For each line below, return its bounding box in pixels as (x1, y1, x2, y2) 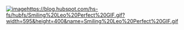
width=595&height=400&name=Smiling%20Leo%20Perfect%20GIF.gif (6, 18, 179, 24)
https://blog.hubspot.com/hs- (26, 6, 98, 12)
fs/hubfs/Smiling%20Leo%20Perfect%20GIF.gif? (6, 12, 125, 18)
